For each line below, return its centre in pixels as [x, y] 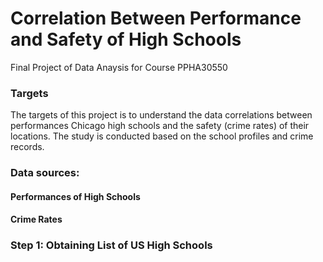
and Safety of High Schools [126, 39]
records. [27, 147]
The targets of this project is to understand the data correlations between [161, 115]
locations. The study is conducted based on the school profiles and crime [162, 136]
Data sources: [45, 173]
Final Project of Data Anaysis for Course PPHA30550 [119, 67]
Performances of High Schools [75, 196]
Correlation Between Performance [156, 18]
